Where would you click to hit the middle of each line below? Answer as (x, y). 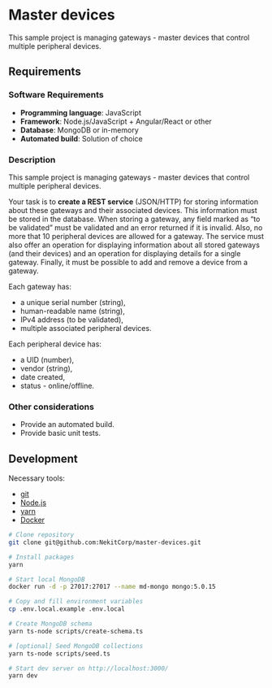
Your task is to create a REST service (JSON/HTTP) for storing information (133, 202)
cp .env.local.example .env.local (67, 609)
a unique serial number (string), (73, 302)
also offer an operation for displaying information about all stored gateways (134, 245)
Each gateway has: (40, 286)
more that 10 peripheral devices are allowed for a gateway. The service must (136, 236)
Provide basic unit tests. (60, 433)
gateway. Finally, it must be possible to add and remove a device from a (128, 262)
